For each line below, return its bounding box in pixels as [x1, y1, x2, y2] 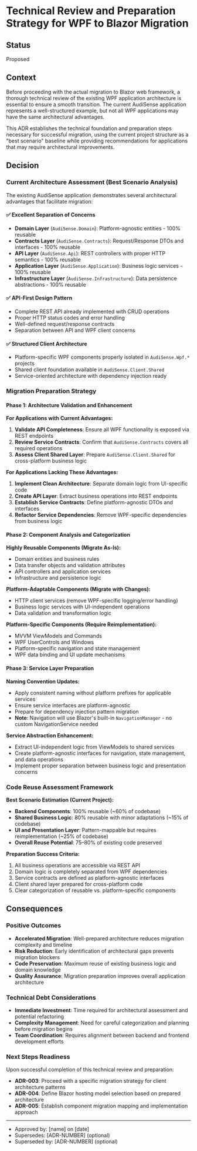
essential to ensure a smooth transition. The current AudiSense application [6, 101, 186, 108]
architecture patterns [14, 1084, 66, 1091]
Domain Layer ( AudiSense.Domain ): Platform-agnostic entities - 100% [14, 225, 181, 232]
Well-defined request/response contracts [14, 320, 115, 327]
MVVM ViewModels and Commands [14, 633, 103, 640]
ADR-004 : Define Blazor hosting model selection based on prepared [14, 1090, 181, 1097]
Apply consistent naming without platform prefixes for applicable [14, 689, 171, 696]
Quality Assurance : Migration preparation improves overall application [14, 972, 186, 979]
